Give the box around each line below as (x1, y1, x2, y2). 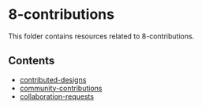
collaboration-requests (19, 92, 95, 101)
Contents (8, 54, 55, 67)
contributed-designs (19, 74, 87, 84)
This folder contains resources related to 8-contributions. (8, 31, 195, 41)
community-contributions (19, 83, 103, 93)
